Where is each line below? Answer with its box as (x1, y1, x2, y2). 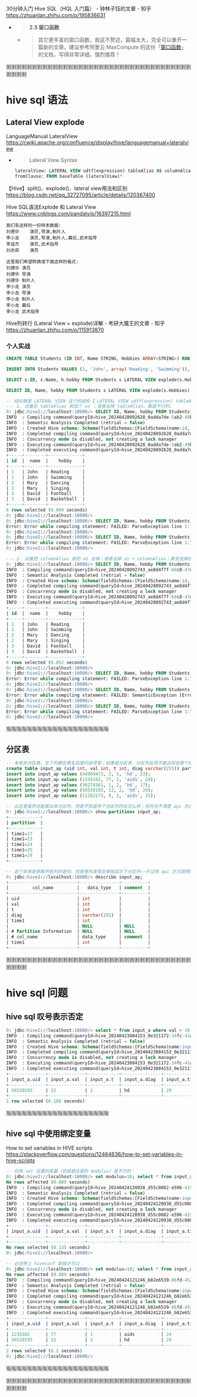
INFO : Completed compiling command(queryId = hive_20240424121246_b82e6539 (6, 1293, 195, 1300)
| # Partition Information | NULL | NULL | (6, 929, 151, 935)
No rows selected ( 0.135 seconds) (6, 1244, 91, 1251)
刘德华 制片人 (6, 278, 35, 283)
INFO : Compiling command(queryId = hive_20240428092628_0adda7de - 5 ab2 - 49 (6, 414, 191, 421)
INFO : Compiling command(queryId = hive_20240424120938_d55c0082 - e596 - (6, 1185, 185, 1190)
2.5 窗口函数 (29, 24, 60, 31)
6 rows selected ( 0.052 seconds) (6, 659, 88, 665)
